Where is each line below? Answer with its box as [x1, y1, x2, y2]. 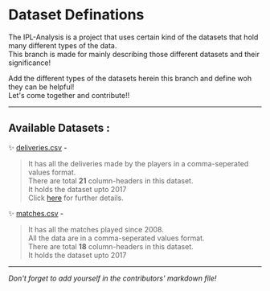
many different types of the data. [8, 40, 117, 50]
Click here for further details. [27, 193, 125, 203]
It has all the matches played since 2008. [27, 224, 165, 234]
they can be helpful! [8, 82, 75, 92]
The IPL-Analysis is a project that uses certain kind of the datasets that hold [8, 32, 259, 42]
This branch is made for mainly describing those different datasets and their [8, 49, 260, 59]
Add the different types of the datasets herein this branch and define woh [8, 73, 252, 83]
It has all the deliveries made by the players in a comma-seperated [27, 158, 249, 168]
